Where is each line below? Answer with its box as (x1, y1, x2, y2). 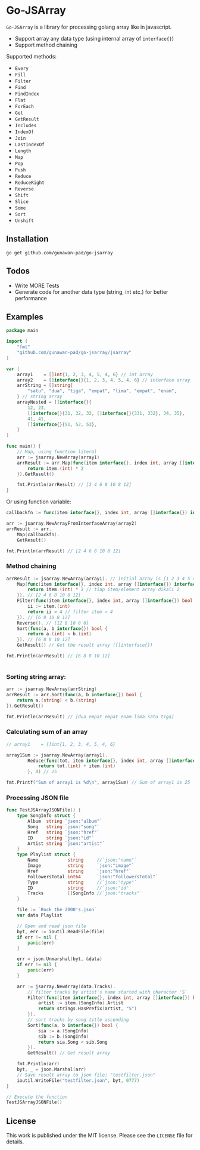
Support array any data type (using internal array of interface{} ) (14, 35, 174, 42)
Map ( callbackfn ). (17, 531, 60, 537)
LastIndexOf (14, 142, 45, 147)
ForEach (14, 103, 34, 109)
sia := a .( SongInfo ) (37, 1028, 89, 1034)
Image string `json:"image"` (27, 863, 135, 869)
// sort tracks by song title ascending (27, 1017, 129, 1023)
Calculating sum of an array (6, 728, 88, 736)
